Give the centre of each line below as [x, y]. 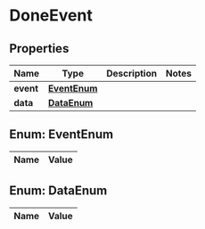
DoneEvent [51, 16]
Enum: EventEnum [61, 135]
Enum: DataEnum [58, 191]
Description [132, 74]
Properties [39, 49]
